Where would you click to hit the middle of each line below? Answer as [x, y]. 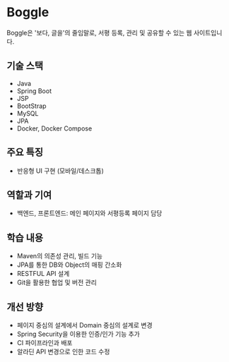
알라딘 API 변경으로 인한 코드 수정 [63, 351]
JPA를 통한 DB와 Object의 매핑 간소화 [69, 265]
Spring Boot [34, 91]
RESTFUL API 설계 [43, 274]
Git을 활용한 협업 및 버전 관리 [57, 282]
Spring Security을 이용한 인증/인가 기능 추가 [78, 334]
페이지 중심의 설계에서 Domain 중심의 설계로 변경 [84, 325]
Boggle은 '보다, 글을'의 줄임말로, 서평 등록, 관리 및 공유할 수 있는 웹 [99, 32]
